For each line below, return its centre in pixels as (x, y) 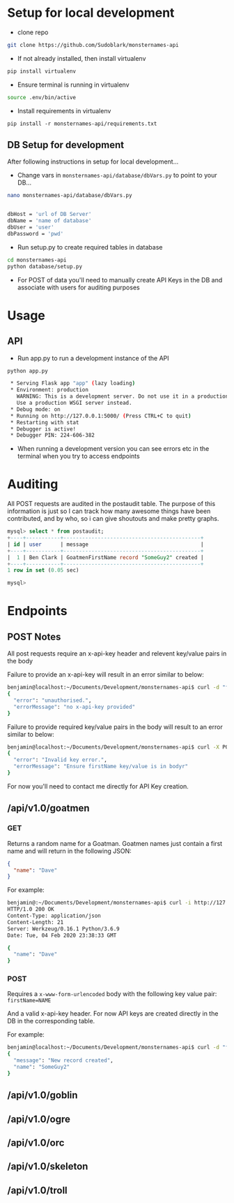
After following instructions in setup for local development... (93, 161)
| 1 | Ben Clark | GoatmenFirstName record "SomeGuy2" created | (106, 557)
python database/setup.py (45, 266)
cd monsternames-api (37, 260)
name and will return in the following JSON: (70, 851)
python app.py (28, 371)
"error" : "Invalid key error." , (61, 760)
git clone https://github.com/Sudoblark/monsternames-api (93, 45)
